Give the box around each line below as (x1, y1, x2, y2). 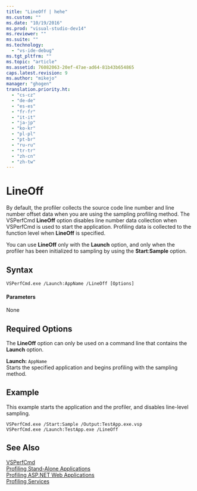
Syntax (6, 265, 33, 275)
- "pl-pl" (11, 131, 36, 137)
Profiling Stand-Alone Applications (6, 465, 91, 472)
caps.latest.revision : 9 (6, 70, 68, 76)
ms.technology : (6, 42, 44, 48)
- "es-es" (11, 103, 36, 109)
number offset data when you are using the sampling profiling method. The (6, 210, 190, 218)
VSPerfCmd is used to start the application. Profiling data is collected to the (6, 223, 192, 231)
